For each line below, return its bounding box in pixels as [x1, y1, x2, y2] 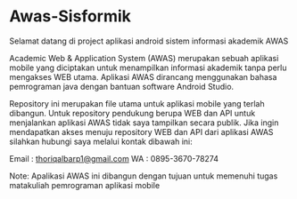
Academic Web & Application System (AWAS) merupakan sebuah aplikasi [9, 52, 279, 63]
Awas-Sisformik [9, 6, 132, 27]
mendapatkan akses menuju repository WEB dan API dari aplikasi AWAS [9, 126, 274, 137]
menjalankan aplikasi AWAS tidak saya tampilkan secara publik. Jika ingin [9, 117, 279, 128]
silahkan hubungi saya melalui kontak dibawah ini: [9, 136, 194, 147]
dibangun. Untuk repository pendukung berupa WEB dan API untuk [9, 107, 256, 118]
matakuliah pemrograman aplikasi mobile [9, 179, 161, 190]
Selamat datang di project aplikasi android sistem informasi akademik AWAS [9, 36, 289, 46]
